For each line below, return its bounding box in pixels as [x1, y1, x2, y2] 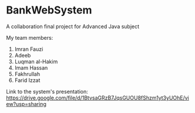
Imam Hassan [14, 64, 48, 71]
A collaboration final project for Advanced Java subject [6, 23, 140, 30]
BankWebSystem [6, 4, 92, 17]
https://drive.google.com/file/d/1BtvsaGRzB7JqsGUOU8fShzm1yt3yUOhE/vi [6, 94, 190, 101]
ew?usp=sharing [6, 100, 47, 107]
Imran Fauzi [14, 45, 43, 53]
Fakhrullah [14, 70, 41, 77]
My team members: [6, 34, 53, 41]
